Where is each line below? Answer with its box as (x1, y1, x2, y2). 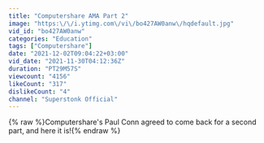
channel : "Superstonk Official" (8, 95, 118, 103)
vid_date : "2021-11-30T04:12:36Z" (8, 58, 126, 66)
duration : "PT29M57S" (8, 65, 82, 73)
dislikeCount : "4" (8, 87, 71, 96)
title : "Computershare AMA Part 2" (8, 11, 129, 20)
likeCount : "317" (8, 80, 67, 88)
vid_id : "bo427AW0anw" (8, 27, 85, 35)
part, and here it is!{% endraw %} (8, 126, 121, 136)
